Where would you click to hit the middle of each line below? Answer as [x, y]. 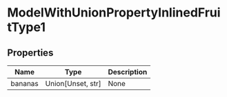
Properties [30, 53]
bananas [25, 84]
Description [128, 72]
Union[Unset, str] [73, 84]
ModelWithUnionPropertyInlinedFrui [114, 13]
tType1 [27, 27]
